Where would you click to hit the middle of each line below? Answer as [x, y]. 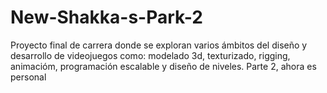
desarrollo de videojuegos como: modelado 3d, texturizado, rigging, [150, 55]
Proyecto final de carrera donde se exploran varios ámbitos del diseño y [159, 45]
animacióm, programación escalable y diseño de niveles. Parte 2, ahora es [163, 66]
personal [28, 77]
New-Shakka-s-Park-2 [106, 17]
